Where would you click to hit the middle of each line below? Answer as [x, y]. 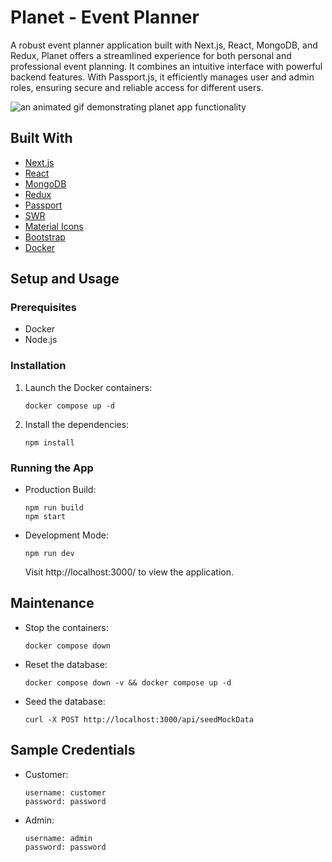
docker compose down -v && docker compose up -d [128, 682]
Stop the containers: [66, 627]
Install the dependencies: [77, 424]
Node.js [41, 340]
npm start [45, 517]
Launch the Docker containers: [88, 387]
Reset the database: [66, 664]
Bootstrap [45, 237]
